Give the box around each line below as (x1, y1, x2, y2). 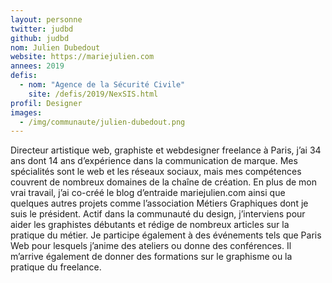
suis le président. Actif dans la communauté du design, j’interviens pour (10, 208, 306, 220)
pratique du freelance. (10, 261, 102, 273)
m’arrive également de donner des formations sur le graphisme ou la (10, 251, 293, 263)
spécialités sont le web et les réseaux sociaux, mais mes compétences (10, 166, 302, 178)
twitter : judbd (10, 24, 74, 34)
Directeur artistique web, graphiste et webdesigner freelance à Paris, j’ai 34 (10, 144, 322, 156)
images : (10, 107, 43, 118)
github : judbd (10, 33, 70, 43)
